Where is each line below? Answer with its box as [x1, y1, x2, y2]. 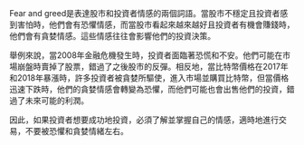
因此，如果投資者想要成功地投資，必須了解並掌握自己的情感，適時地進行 [9, 114, 279, 125]
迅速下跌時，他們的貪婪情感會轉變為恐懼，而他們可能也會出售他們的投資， [9, 84, 287, 94]
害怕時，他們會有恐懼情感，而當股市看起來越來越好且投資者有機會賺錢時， [16, 19, 295, 30]
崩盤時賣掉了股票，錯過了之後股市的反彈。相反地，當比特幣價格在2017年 [16, 62, 289, 72]
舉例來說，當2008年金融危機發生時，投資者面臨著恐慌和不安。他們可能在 [9, 50, 283, 61]
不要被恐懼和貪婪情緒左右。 [24, 126, 128, 136]
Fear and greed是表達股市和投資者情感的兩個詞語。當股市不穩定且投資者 [9, 8, 280, 18]
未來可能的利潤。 [24, 95, 89, 106]
